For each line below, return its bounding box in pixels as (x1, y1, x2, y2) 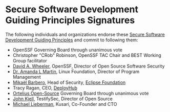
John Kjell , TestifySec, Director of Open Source (12, 96, 113, 102)
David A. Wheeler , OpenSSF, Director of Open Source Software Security (12, 63, 165, 69)
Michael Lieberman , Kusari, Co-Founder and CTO (12, 101, 117, 107)
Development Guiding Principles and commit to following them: (5, 37, 138, 43)
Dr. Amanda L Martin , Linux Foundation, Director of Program (12, 68, 140, 75)
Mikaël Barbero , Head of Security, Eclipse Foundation (12, 79, 126, 85)
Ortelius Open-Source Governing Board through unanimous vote (12, 90, 149, 96)
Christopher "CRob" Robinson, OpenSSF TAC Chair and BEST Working (12, 52, 161, 58)
